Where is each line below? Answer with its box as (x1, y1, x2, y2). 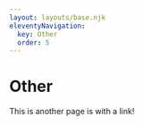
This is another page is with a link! (9, 106, 135, 117)
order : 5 (17, 37, 50, 47)
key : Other (17, 29, 58, 38)
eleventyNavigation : (9, 21, 87, 30)
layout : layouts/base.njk (9, 12, 105, 22)
